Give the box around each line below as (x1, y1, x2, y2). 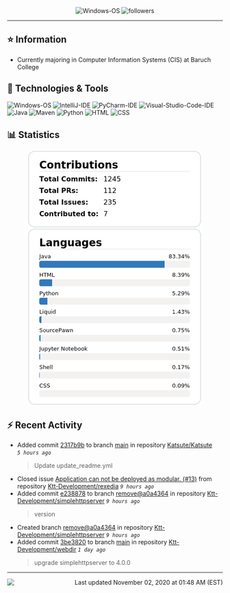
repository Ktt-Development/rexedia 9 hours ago (16, 482, 154, 491)
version (34, 510, 56, 518)
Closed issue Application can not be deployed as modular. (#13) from (16, 475, 212, 483)
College (16, 63, 40, 71)
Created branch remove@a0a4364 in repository (16, 524, 153, 532)
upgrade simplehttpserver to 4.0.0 (34, 559, 131, 567)
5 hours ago (16, 449, 51, 456)
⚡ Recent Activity (7, 419, 83, 431)
